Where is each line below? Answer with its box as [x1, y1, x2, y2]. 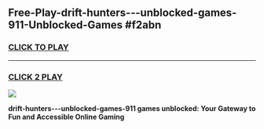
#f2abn [124, 19, 162, 32]
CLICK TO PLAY [8, 42, 69, 53]
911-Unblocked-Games [8, 19, 123, 32]
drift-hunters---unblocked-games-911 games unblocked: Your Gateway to [8, 103, 256, 113]
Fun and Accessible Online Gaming [8, 112, 125, 121]
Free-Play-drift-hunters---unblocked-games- [8, 6, 237, 20]
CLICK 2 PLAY [8, 71, 63, 82]
